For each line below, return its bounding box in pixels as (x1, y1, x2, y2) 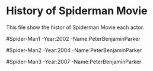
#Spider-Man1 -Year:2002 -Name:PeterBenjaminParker (6, 35, 141, 42)
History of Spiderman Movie (6, 4, 148, 18)
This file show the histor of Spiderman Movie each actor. (6, 24, 145, 31)
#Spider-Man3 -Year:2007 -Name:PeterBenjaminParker (6, 58, 142, 65)
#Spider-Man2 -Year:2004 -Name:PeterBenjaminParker (6, 46, 142, 54)
